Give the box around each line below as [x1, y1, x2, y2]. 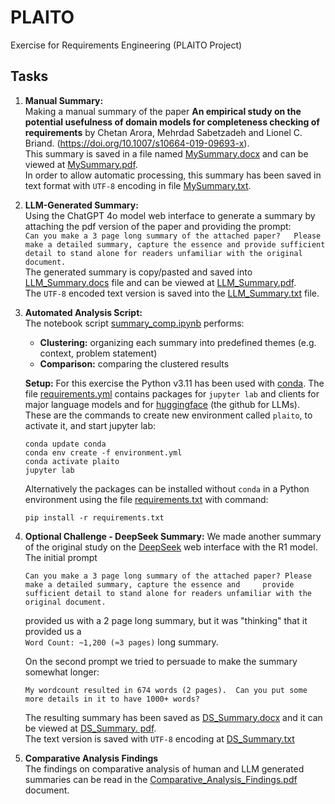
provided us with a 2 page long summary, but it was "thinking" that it [24, 614, 308, 626]
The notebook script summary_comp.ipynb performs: [24, 317, 245, 329]
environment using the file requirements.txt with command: [24, 493, 269, 505]
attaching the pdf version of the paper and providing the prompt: [24, 220, 292, 232]
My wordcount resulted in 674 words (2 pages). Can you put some [24, 685, 308, 695]
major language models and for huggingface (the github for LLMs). [24, 398, 300, 410]
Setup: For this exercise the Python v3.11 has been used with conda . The [24, 377, 325, 389]
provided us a [24, 625, 82, 637]
